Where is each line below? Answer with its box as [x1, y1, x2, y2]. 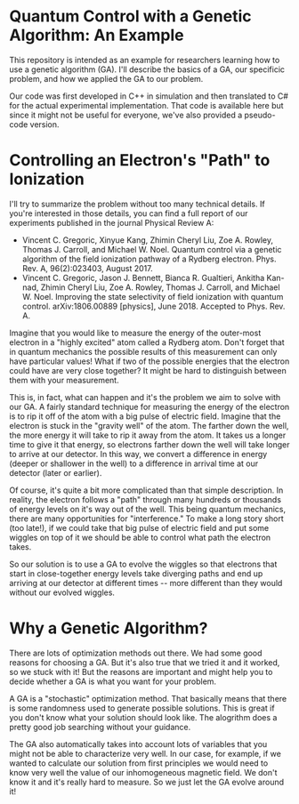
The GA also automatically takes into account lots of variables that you [9, 738, 268, 749]
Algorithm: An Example [9, 25, 184, 45]
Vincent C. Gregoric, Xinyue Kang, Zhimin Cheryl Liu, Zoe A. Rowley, [21, 234, 274, 245]
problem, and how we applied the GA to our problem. [9, 73, 204, 84]
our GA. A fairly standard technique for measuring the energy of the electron [9, 401, 290, 412]
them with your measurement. [9, 374, 119, 385]
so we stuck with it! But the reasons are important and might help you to [9, 666, 273, 677]
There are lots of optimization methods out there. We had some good [9, 647, 263, 658]
